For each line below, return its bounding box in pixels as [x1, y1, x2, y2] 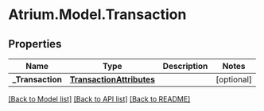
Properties [8, 37, 62, 51]
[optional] [215, 74, 253, 85]
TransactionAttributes [69, 74, 155, 85]
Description [162, 61, 208, 71]
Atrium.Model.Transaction [8, 6, 187, 24]
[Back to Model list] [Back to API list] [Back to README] [8, 94, 191, 104]
